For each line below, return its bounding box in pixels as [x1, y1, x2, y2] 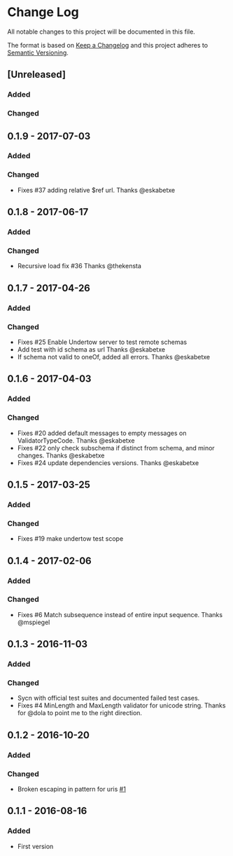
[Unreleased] [7, 69, 66, 81]
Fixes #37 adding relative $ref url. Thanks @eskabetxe [17, 186, 176, 194]
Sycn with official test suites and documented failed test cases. [17, 694, 200, 703]
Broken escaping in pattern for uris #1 [17, 785, 126, 794]
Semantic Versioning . [7, 48, 69, 57]
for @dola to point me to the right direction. [17, 709, 142, 717]
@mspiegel [17, 618, 50, 626]
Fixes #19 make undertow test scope [17, 534, 124, 543]
